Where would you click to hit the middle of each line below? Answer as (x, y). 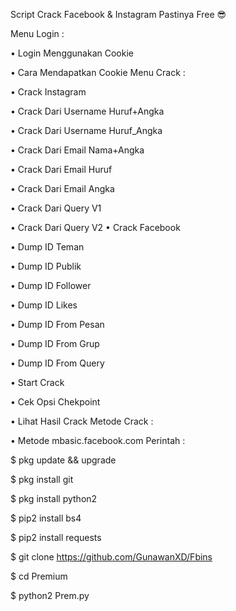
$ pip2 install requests (56, 537)
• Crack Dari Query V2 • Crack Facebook (95, 227)
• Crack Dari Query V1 (56, 208)
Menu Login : (37, 33)
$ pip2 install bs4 (46, 518)
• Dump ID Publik (46, 266)
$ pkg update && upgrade (63, 460)
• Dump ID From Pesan (57, 324)
